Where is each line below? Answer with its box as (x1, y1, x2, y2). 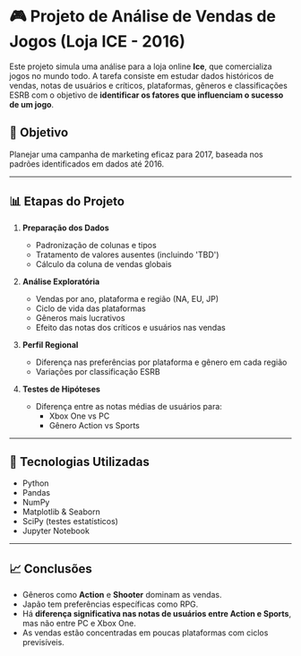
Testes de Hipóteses (21, 384, 101, 394)
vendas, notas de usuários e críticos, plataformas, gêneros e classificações (9, 80, 288, 91)
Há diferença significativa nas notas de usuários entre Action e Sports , (21, 609, 292, 619)
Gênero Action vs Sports (48, 419, 141, 430)
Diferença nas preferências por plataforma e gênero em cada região (35, 357, 288, 367)
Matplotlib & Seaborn (21, 506, 100, 517)
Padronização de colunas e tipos (35, 239, 157, 250)
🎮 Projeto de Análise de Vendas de (9, 6, 276, 27)
